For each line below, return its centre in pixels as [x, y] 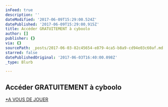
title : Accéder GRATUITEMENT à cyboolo [48, 29]
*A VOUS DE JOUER [27, 99]
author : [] [17, 34]
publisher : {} [20, 39]
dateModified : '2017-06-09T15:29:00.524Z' [51, 19]
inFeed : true [19, 10]
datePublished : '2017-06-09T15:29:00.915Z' [52, 24]
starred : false [21, 52]
